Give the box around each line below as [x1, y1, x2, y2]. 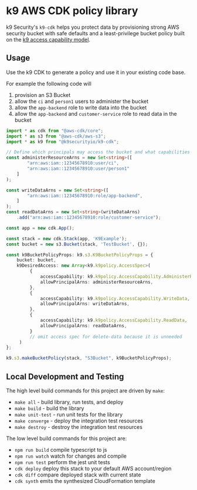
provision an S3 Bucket [14, 91, 71, 98]
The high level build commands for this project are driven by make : [6, 387, 165, 394]
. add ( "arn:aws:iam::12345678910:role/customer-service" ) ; [16, 214, 161, 220]
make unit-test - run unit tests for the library [14, 411, 123, 418]
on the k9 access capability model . [6, 36, 91, 43]
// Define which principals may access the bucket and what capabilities [6, 149, 191, 155]
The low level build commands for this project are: [6, 435, 127, 442]
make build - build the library [14, 404, 84, 412]
